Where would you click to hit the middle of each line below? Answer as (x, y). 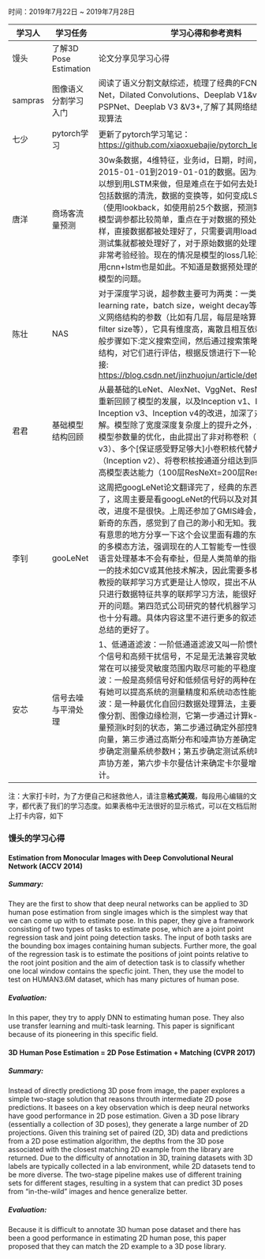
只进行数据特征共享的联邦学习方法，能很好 (177, 594)
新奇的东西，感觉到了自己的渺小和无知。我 (177, 523)
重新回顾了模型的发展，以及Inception (167, 401)
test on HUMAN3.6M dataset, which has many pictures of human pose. (124, 980)
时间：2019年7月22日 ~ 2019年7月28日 (72, 11)
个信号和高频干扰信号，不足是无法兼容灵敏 (177, 656)
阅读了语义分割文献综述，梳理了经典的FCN (178, 83)
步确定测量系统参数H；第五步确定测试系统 (176, 751)
